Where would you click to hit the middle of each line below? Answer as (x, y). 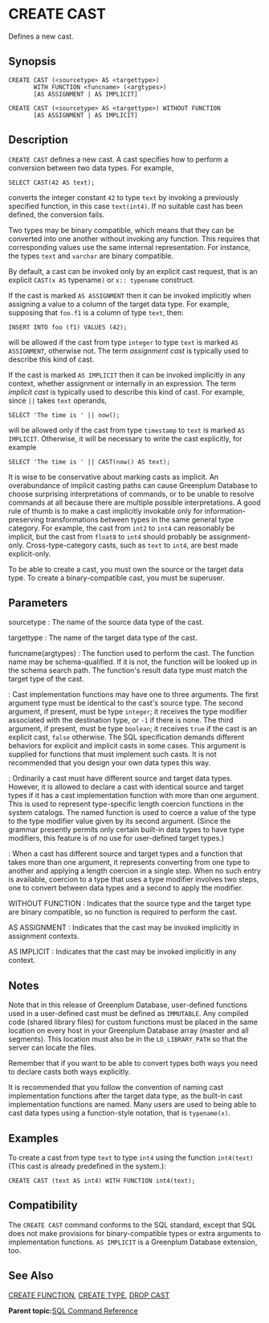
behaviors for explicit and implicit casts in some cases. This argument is (127, 746)
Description (38, 140)
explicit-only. (30, 553)
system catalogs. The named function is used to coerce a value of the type (132, 813)
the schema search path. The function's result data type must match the (128, 670)
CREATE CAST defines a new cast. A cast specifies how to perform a (118, 159)
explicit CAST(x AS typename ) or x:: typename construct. (102, 280)
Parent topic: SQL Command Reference (73, 1310)
